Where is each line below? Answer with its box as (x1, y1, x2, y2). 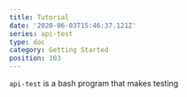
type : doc (9, 37, 46, 47)
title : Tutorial (9, 12, 69, 22)
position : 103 (9, 54, 62, 63)
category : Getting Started (9, 46, 109, 55)
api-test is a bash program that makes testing (9, 78, 179, 88)
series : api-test (9, 29, 74, 38)
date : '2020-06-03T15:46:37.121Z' (9, 21, 137, 30)
